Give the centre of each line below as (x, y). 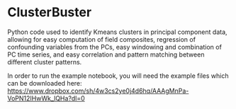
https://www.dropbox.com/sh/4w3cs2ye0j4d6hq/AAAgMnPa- (98, 91)
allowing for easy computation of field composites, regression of (102, 39)
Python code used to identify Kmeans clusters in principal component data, (118, 32)
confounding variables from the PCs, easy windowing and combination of (114, 47)
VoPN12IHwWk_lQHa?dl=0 (46, 98)
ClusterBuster (50, 12)
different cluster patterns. (45, 62)
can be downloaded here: (45, 83)
